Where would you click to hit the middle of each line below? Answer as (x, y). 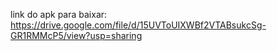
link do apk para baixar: (59, 14)
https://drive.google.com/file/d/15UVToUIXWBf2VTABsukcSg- (138, 25)
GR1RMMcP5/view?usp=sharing (76, 35)
